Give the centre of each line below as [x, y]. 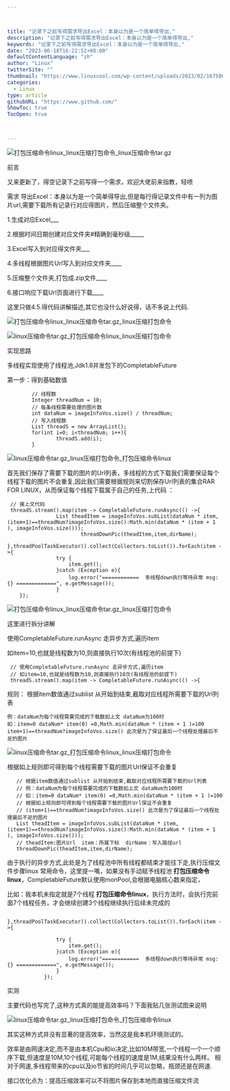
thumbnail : [23, 76]
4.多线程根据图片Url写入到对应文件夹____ [64, 263]
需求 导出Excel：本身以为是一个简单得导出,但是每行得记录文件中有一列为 [110, 196]
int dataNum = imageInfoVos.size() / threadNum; [102, 413]
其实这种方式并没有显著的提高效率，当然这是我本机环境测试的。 [97, 1034]
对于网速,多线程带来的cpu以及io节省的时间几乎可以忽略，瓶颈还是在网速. [110, 1066]
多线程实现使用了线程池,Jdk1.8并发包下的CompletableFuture [92, 365]
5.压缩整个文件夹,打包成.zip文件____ [57, 278]
